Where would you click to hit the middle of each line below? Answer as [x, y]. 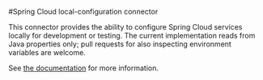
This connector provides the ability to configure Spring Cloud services [125, 27]
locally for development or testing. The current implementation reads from [132, 36]
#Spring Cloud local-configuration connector [83, 12]
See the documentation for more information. [84, 68]
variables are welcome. [47, 52]
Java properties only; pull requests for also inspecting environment [120, 44]
